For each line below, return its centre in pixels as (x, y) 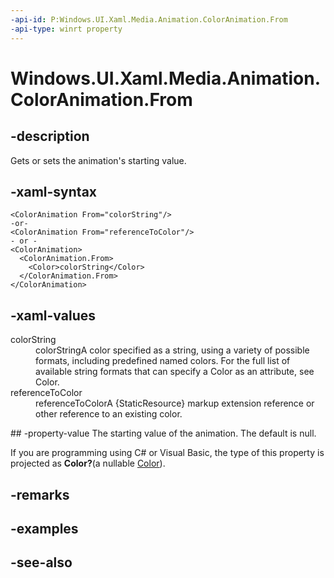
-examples (44, 528)
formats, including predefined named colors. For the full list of (163, 361)
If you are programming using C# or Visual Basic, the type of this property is (167, 453)
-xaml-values (53, 315)
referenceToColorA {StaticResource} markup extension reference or (175, 403)
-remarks (40, 494)
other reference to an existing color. (109, 414)
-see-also (41, 562)
